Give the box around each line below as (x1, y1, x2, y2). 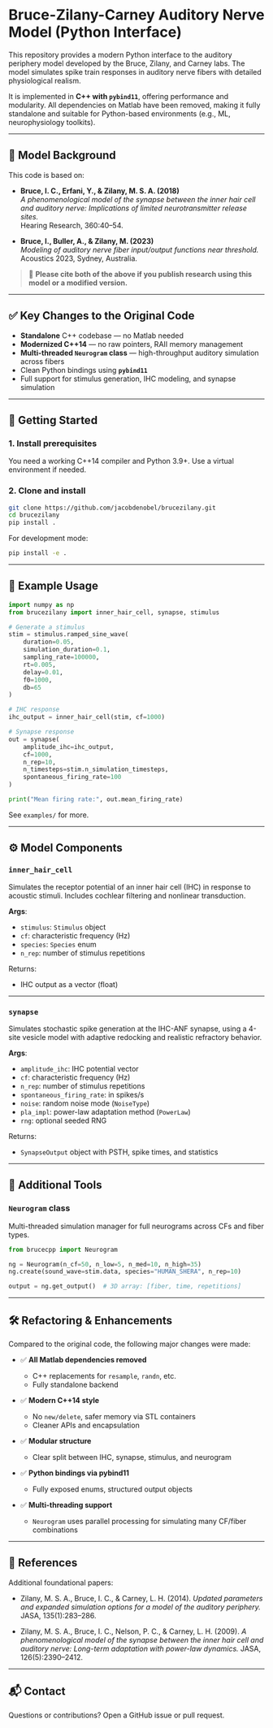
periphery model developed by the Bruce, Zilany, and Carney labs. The (8, 58, 245, 68)
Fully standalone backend (32, 1379, 119, 1389)
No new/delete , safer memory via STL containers (32, 1411, 197, 1421)
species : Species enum (19, 939, 97, 949)
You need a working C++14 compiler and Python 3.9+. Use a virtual (8, 457, 234, 466)
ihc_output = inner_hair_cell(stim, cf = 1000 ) (8, 713, 165, 721)
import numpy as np (8, 600, 75, 608)
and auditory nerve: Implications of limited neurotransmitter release (19, 203, 248, 213)
